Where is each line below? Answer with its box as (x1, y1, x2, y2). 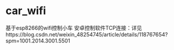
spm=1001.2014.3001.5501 (5, 37, 70, 44)
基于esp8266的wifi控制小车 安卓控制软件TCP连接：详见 (5, 24, 142, 31)
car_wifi (5, 4, 46, 18)
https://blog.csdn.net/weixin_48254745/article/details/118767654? (5, 31, 168, 38)
